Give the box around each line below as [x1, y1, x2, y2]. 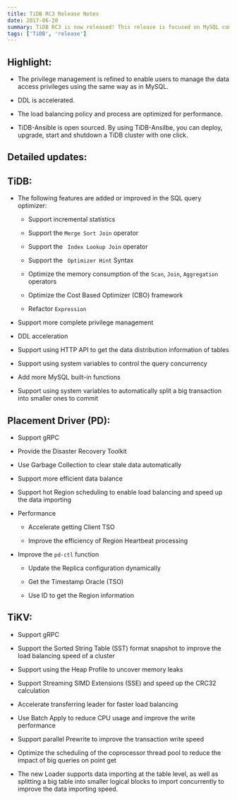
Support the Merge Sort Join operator [28, 229, 139, 237]
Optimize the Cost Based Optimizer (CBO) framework [28, 291, 183, 300]
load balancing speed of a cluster [17, 651, 115, 660]
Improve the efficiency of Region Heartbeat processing [28, 537, 188, 545]
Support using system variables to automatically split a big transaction [17, 387, 222, 395]
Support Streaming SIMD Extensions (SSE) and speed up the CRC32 [17, 679, 217, 687]
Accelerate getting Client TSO [28, 523, 115, 531]
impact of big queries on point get [17, 756, 116, 764]
